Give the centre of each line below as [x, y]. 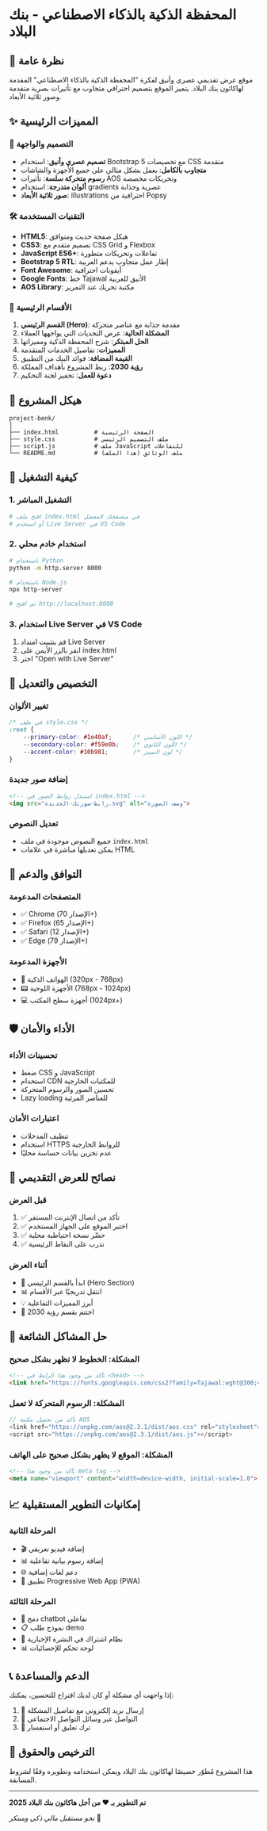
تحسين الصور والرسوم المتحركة [67, 1090]
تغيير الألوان [29, 706]
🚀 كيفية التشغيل [43, 477]
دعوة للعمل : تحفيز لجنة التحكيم [66, 375]
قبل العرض [28, 1201]
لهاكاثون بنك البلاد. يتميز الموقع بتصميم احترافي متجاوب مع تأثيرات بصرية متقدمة [126, 88]
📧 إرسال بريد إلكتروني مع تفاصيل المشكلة [82, 1710]
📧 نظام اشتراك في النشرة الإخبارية [72, 1639]
